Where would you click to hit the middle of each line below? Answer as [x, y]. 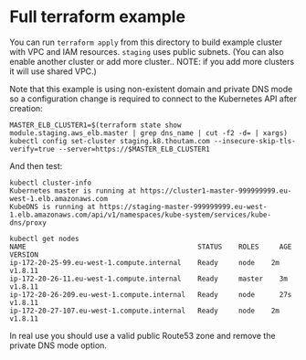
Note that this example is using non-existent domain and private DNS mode [151, 89]
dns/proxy [28, 222]
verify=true [32, 149]
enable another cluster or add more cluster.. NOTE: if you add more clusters [152, 61]
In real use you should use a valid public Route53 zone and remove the [142, 335]
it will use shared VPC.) [53, 71]
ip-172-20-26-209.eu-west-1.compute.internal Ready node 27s [151, 294]
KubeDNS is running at [53, 206]
